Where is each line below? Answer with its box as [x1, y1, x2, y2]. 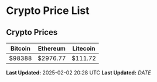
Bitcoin [10, 45, 31, 52]
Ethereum [37, 45, 66, 52]
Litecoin [72, 45, 95, 52]
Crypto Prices [6, 27, 58, 37]
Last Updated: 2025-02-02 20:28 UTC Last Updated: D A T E [6, 69, 151, 76]
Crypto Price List [6, 4, 90, 17]
